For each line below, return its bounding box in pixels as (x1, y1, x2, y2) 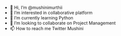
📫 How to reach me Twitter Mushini (9, 26, 84, 31)
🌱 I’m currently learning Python (9, 15, 73, 20)
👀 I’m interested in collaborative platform (9, 10, 93, 16)
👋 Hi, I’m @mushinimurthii (9, 5, 63, 10)
